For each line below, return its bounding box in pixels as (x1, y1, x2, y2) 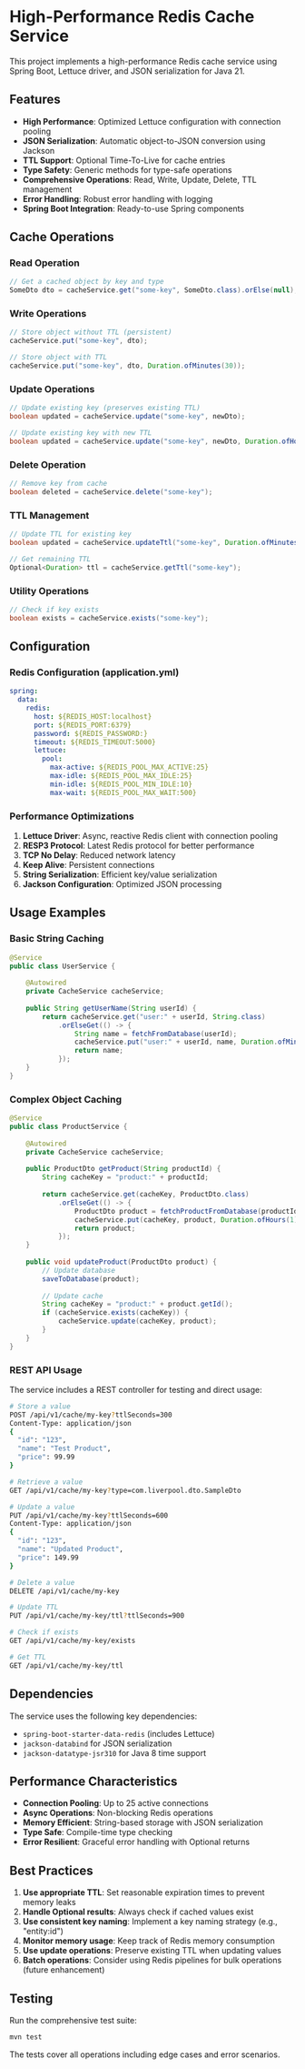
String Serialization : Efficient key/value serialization (22, 869, 218, 880)
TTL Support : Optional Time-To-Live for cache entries (22, 155, 226, 166)
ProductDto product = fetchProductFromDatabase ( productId (74, 1206, 299, 1216)
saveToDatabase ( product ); (42, 1274, 141, 1284)
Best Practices (9, 1862, 93, 1878)
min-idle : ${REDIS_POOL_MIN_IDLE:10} (49, 780, 193, 789)
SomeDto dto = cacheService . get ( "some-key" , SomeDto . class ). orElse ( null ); (9, 286, 299, 295)
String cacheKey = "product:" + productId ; (42, 1173, 209, 1182)
